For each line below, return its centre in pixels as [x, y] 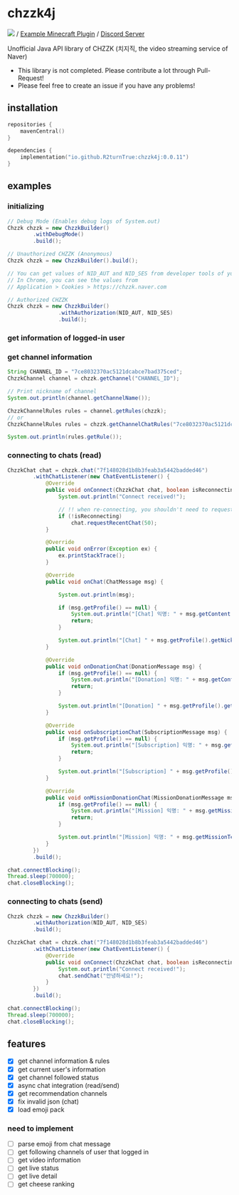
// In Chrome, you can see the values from [73, 280]
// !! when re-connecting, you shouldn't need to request [146, 509]
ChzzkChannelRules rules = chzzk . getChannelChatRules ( [90, 424]
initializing [26, 206]
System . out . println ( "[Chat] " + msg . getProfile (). [135, 640]
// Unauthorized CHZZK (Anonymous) [60, 254]
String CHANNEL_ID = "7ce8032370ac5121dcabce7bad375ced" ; [95, 372]
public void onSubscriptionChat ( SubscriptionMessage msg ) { [136, 732]
